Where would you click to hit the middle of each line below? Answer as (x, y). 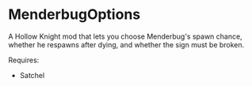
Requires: (24, 60)
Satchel (32, 75)
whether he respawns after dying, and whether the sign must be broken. (126, 44)
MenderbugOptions (74, 15)
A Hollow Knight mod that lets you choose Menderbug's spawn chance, (126, 36)
